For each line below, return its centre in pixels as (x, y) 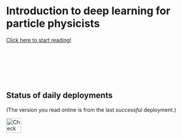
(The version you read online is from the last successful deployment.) (91, 110)
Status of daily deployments (59, 95)
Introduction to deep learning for (88, 11)
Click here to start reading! (39, 40)
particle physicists (53, 23)
